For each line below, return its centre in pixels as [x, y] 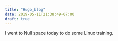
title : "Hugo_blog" [25, 10]
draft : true [17, 19]
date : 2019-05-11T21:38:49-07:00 [40, 14]
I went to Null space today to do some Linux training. [59, 33]
